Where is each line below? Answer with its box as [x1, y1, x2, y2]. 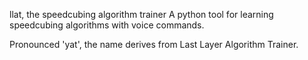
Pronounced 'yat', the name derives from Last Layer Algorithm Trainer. [9, 39, 299, 50]
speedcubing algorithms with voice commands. [9, 19, 205, 31]
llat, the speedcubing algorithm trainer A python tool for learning [9, 9, 274, 20]
